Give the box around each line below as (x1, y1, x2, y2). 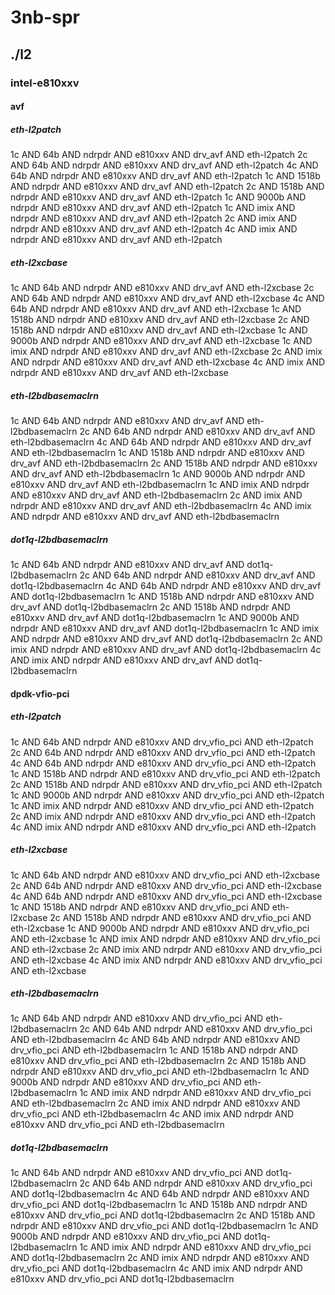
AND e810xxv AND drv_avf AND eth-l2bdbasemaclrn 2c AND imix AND (10, 489, 303, 501)
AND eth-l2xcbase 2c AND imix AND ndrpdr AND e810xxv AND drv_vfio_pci (10, 943, 323, 955)
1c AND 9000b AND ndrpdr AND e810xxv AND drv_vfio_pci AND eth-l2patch (10, 789, 325, 801)
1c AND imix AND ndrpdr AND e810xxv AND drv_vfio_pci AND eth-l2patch (10, 799, 315, 811)
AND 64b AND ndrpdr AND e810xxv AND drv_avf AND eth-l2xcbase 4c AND (10, 292, 325, 305)
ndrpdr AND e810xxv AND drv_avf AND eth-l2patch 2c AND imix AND (10, 212, 298, 225)
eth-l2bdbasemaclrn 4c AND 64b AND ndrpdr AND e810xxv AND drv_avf (10, 436, 312, 448)
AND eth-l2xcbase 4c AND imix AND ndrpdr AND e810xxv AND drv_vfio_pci (10, 954, 323, 966)
